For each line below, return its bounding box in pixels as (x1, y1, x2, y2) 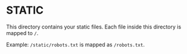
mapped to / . (6, 29, 39, 36)
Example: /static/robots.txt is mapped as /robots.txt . (6, 41, 145, 48)
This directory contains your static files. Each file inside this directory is (6, 23, 182, 30)
